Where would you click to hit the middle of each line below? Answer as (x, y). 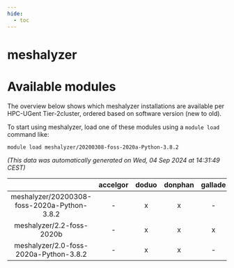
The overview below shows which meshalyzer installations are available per (116, 106)
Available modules (62, 86)
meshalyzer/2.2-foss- (51, 225)
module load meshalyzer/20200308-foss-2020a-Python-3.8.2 (93, 147)
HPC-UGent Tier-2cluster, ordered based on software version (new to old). (114, 113)
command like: (28, 134)
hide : (15, 14)
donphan (179, 184)
